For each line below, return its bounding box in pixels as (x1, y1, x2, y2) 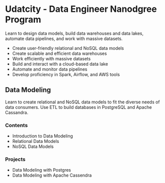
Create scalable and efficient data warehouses (12, 50, 107, 56)
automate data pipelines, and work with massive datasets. (5, 36, 123, 42)
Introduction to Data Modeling (12, 133, 73, 139)
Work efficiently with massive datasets (12, 55, 91, 61)
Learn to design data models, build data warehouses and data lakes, (5, 30, 144, 36)
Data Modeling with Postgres (12, 167, 71, 173)
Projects (5, 156, 26, 163)
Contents (5, 122, 28, 129)
